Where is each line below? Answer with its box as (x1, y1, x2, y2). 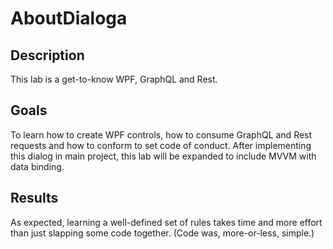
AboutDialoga (10, 7, 128, 30)
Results (10, 190, 59, 207)
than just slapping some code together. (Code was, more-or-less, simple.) (10, 227, 315, 239)
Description (10, 47, 85, 64)
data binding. (10, 160, 65, 172)
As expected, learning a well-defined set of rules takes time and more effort (10, 216, 323, 228)
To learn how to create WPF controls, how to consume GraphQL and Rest (10, 128, 313, 141)
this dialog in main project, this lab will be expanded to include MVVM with (10, 150, 317, 162)
